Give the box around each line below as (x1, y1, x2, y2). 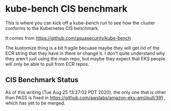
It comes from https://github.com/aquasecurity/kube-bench (5, 35, 131, 41)
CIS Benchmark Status (5, 76, 79, 84)
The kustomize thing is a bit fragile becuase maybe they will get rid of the (5, 45, 160, 51)
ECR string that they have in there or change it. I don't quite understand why (5, 50, 165, 56)
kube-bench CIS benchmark (5, 3, 128, 15)
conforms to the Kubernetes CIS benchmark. (5, 25, 100, 31)
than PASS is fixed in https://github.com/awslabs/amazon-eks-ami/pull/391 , (5, 94, 166, 100)
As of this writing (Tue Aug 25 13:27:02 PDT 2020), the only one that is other (5, 89, 166, 95)
